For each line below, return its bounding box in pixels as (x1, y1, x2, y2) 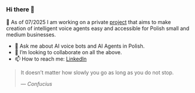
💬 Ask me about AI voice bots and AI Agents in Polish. (14, 42, 145, 49)
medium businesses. (6, 31, 56, 38)
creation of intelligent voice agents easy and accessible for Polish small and (6, 25, 190, 32)
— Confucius (20, 81, 53, 88)
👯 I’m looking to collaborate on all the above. (14, 49, 122, 56)
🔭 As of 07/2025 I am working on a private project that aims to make (6, 19, 172, 26)
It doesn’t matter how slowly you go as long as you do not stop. (20, 69, 174, 76)
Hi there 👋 (6, 5, 35, 14)
